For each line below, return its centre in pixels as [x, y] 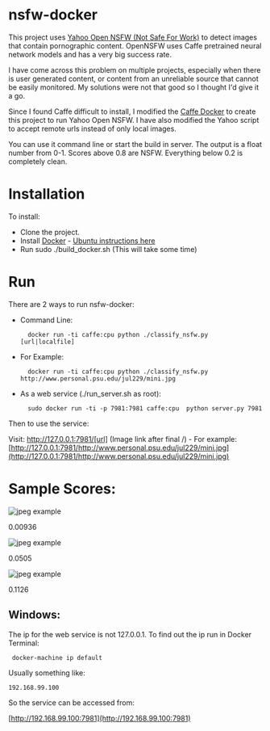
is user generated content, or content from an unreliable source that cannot [134, 78]
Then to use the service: [49, 423]
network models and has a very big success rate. [90, 54]
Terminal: [24, 643]
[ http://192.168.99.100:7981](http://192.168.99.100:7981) [100, 718]
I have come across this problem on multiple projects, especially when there [135, 69]
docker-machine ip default [57, 657]
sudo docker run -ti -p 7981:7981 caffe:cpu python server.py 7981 [145, 408]
